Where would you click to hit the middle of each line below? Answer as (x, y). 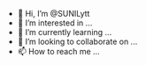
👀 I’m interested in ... (55, 23)
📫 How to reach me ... (58, 51)
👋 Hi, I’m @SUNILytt (54, 14)
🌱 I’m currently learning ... (65, 32)
